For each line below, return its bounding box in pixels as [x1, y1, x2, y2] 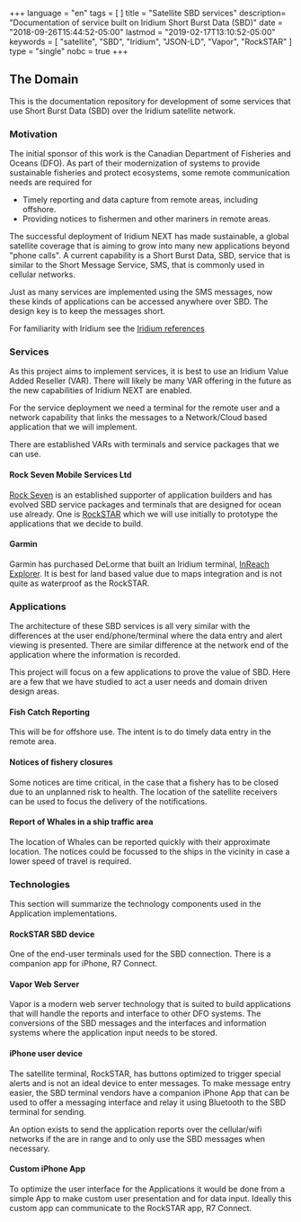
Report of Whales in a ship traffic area [9, 816, 154, 827]
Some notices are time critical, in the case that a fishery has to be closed [9, 777, 279, 787]
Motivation [9, 128, 58, 140]
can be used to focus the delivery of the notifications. [9, 795, 208, 806]
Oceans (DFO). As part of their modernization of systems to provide [9, 157, 261, 169]
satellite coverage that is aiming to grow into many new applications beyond [9, 240, 290, 251]
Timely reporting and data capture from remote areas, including [22, 194, 259, 205]
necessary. [9, 1143, 51, 1154]
